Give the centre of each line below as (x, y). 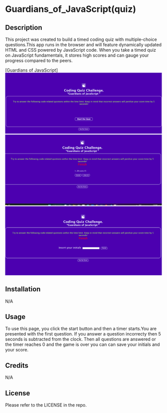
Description (24, 28)
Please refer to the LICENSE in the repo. (46, 405)
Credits (17, 366)
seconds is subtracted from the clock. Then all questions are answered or (81, 339)
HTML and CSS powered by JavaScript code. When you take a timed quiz (81, 50)
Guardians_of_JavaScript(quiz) (71, 9)
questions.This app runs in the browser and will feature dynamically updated (83, 45)
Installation (23, 289)
